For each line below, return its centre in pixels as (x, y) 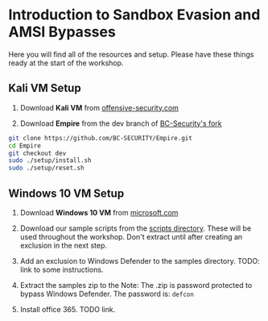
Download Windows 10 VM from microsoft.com (99, 212)
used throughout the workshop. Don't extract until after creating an (131, 236)
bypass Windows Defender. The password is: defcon (107, 294)
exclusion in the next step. (63, 245)
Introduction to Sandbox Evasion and (134, 15)
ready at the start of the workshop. (66, 63)
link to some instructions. (62, 269)
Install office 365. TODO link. (68, 309)
